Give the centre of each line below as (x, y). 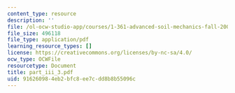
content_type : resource (42, 14)
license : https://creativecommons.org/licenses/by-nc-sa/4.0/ (100, 53)
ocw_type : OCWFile (34, 59)
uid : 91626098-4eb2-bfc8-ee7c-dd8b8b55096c (72, 79)
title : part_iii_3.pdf (40, 72)
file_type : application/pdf (48, 40)
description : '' (31, 20)
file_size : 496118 (34, 33)
